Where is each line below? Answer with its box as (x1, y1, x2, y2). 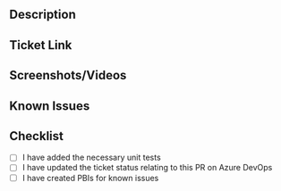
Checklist (9, 129, 64, 144)
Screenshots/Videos (9, 68, 127, 83)
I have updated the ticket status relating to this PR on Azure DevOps (21, 162, 273, 173)
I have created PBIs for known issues (21, 172, 159, 183)
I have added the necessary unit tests (21, 152, 161, 163)
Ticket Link (9, 37, 72, 53)
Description (9, 7, 76, 22)
